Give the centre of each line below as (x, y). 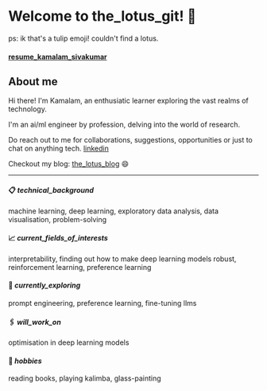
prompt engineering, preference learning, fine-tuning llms (103, 303)
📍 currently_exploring (44, 285)
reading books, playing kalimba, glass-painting (85, 378)
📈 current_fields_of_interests (58, 238)
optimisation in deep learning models (69, 342)
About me (33, 82)
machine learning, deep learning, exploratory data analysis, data (114, 211)
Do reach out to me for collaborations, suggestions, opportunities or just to (130, 140)
